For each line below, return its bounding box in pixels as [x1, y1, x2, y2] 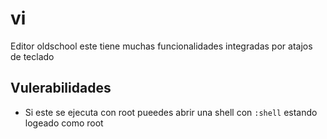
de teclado [10, 50, 55, 62]
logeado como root [24, 117, 104, 129]
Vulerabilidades [10, 80, 112, 97]
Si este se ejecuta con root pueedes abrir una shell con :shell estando [24, 106, 318, 118]
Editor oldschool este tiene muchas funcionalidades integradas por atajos [10, 40, 313, 52]
